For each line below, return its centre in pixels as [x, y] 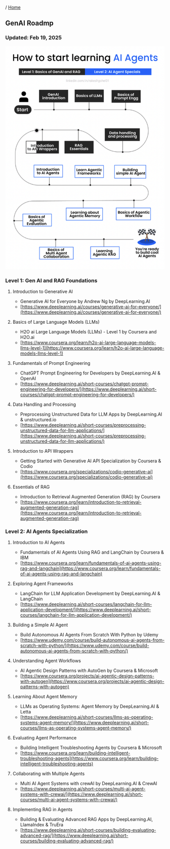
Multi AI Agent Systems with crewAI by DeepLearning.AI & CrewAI [89, 784]
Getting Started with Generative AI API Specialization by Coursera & [91, 461]
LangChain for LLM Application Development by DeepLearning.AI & [90, 594]
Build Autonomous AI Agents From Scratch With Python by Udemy [89, 635]
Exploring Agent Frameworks [43, 584]
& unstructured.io [38, 420]
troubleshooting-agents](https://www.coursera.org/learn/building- [89, 759]
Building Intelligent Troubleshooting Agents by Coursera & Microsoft [91, 748]
